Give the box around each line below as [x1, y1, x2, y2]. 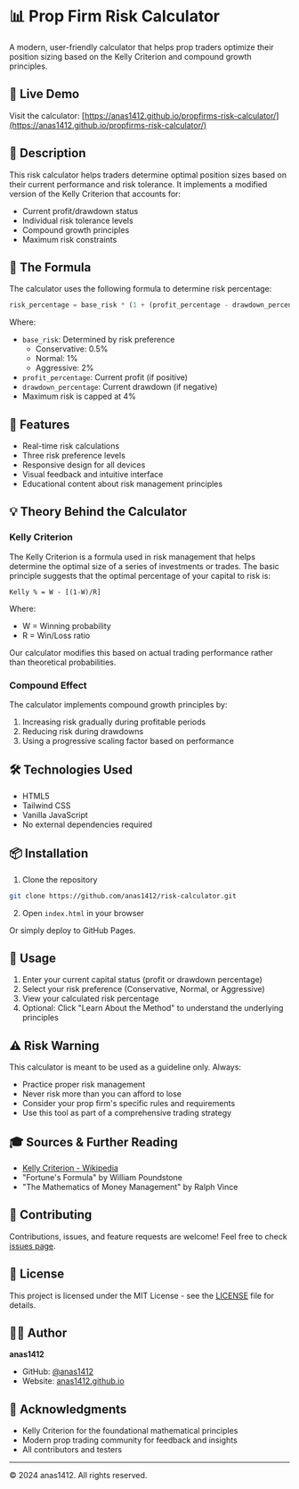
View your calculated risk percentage [21, 993, 159, 1004]
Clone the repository [21, 874, 98, 885]
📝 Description [9, 145, 86, 161]
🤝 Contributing [9, 1207, 93, 1222]
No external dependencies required [21, 819, 153, 830]
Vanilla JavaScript [21, 809, 89, 820]
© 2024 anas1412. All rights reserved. [9, 1470, 148, 1481]
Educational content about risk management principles [21, 478, 223, 490]
